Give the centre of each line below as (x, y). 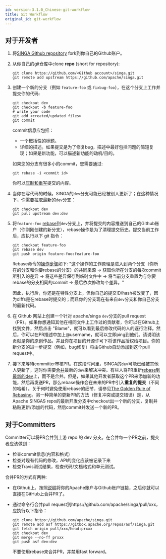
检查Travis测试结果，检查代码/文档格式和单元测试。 (65, 467)
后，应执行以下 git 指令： (38, 236)
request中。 (25, 353)
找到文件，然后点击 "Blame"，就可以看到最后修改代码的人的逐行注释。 (84, 328)
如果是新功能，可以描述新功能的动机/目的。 (73, 153)
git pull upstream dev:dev (40, 214)
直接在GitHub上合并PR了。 (40, 494)
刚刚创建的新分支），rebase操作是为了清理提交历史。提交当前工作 (92, 230)
